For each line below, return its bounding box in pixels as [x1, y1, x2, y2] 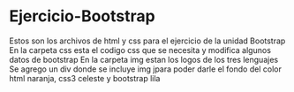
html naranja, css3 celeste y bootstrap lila [9, 73, 161, 83]
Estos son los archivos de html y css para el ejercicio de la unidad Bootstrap [9, 35, 286, 46]
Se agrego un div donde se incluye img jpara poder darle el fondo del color [9, 64, 283, 74]
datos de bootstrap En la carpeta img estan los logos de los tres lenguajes [9, 54, 279, 65]
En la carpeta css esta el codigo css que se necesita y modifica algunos [9, 44, 272, 55]
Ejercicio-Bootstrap [9, 6, 156, 27]
